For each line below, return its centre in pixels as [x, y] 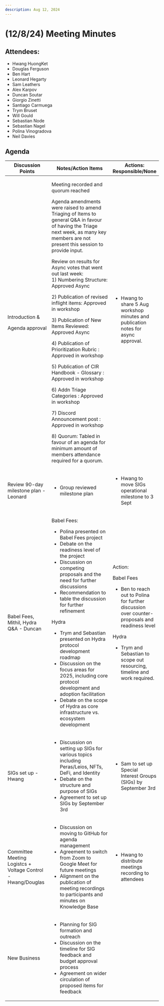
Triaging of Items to [74, 214]
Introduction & [24, 317]
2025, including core [84, 676]
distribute [132, 861]
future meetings [78, 870]
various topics [76, 755]
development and [80, 688]
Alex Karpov [24, 89]
